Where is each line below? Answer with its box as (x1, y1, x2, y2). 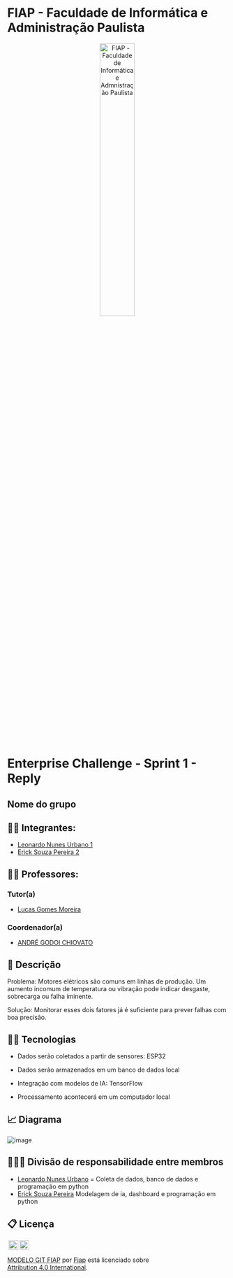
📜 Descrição (7, 958, 61, 970)
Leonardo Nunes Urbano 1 (17, 841, 93, 849)
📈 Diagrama (7, 1114, 62, 1126)
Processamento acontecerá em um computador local (17, 1093, 171, 1101)
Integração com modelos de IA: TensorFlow (17, 1079, 143, 1087)
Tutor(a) (7, 889, 36, 899)
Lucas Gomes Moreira (17, 905, 82, 914)
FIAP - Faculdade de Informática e (7, 5, 208, 21)
